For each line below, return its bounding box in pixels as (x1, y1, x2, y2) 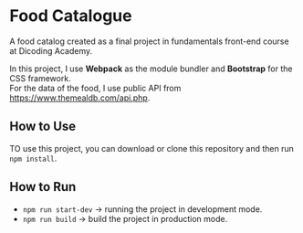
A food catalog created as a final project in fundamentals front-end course (9, 36, 289, 47)
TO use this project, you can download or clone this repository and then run (9, 143, 294, 154)
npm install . (9, 153, 57, 164)
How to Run (9, 179, 77, 195)
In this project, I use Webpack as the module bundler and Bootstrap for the (9, 63, 293, 74)
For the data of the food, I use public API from (9, 82, 182, 93)
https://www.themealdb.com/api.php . (9, 92, 151, 103)
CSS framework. (9, 72, 71, 83)
